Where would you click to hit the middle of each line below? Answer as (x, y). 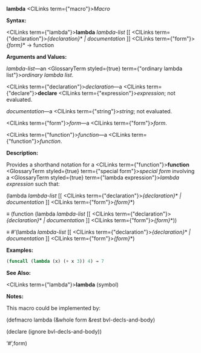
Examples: (20, 250)
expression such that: (33, 184)
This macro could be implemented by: (54, 308)
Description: (22, 153)
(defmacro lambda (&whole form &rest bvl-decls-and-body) (81, 320)
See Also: (19, 272)
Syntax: (16, 20)
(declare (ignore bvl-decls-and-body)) (54, 331)
